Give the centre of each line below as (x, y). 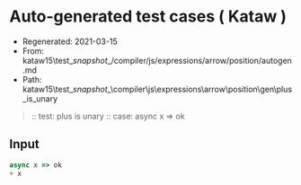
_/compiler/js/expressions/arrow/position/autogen (199, 60)
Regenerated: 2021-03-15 (70, 41)
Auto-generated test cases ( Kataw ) (148, 17)
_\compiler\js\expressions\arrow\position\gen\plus (200, 89)
